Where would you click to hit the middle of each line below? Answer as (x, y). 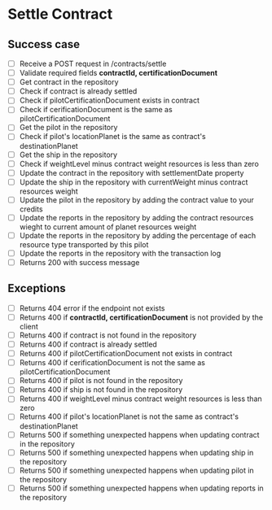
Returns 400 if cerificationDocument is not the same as (112, 363)
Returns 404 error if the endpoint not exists (92, 308)
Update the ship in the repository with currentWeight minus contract (134, 182)
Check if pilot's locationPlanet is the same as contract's (113, 137)
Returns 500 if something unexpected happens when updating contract (139, 434)
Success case (44, 44)
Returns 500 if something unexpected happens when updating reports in (141, 488)
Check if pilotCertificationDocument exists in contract (110, 100)
